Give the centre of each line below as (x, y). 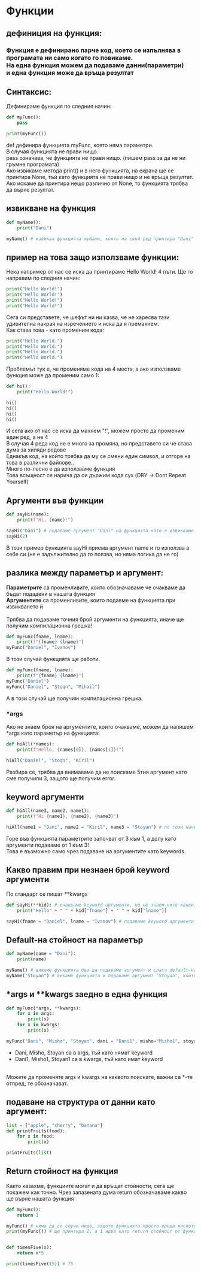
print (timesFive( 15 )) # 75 (40, 1264)
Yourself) (17, 482)
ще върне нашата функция (40, 1198)
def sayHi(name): (28, 514)
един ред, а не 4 (27, 437)
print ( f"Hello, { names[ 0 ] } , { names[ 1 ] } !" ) (71, 750)
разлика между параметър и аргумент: (85, 573)
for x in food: (36, 1136)
